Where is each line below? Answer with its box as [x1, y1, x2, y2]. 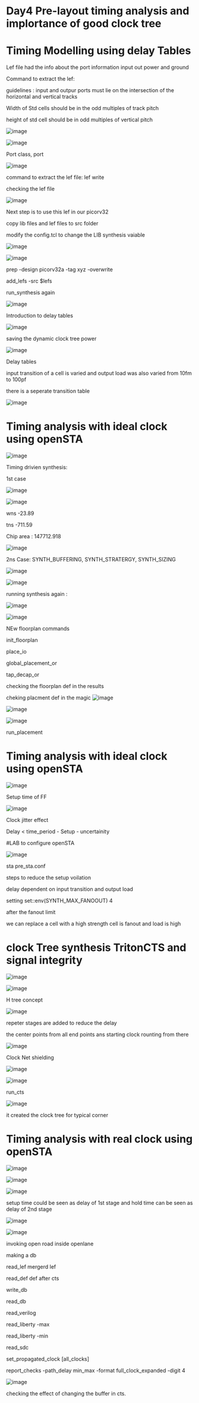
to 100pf [6, 376, 27, 383]
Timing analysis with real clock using [6, 1132, 193, 1146]
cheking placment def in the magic [6, 694, 91, 701]
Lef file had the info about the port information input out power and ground [6, 64, 189, 71]
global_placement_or [6, 660, 58, 667]
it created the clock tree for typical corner [6, 1111, 109, 1119]
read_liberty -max [6, 1320, 50, 1327]
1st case [6, 475, 27, 482]
